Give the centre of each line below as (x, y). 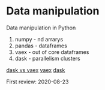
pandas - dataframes (41, 46)
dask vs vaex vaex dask (36, 70)
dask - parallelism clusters (47, 58)
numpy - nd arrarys (39, 39)
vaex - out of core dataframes (52, 52)
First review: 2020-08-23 (37, 82)
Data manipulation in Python (41, 28)
